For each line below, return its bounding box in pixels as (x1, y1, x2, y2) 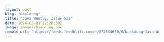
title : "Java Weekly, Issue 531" (5, 16, 73, 21)
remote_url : (5, 29, 29, 34)
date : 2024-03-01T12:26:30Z (5, 20, 62, 26)
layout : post (5, 7, 32, 12)
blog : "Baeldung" (5, 12, 41, 16)
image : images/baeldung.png (5, 25, 62, 30)
